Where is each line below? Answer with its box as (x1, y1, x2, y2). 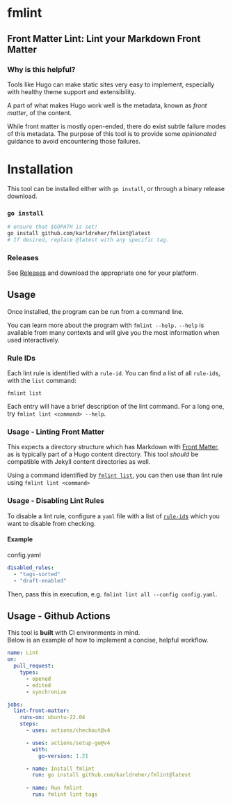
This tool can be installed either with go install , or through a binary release (7, 184, 225, 193)
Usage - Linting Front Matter (7, 427, 105, 437)
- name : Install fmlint (25, 765, 95, 772)
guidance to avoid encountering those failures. (7, 137, 141, 145)
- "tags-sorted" (13, 571, 61, 578)
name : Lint (7, 649, 39, 656)
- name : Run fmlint (25, 785, 82, 792)
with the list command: (7, 377, 77, 385)
